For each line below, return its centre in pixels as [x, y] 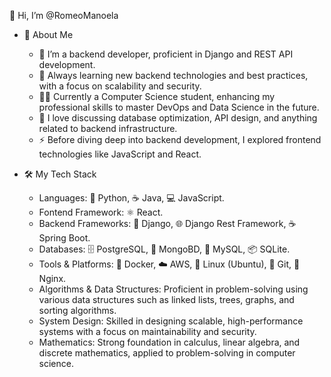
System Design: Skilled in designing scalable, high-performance [171, 321]
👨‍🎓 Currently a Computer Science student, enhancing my [157, 96]
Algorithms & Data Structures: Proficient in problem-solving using [173, 289]
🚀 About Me [48, 34]
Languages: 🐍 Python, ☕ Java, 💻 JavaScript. [131, 198]
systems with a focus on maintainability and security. [147, 331]
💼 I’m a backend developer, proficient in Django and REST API [166, 54]
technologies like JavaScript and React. [120, 154]
